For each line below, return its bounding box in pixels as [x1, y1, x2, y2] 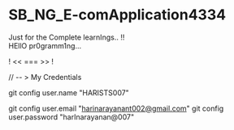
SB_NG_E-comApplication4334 [8, 6, 226, 24]
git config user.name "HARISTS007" [8, 87, 130, 98]
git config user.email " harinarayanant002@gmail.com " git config [8, 103, 224, 113]
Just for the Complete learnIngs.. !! [8, 32, 125, 42]
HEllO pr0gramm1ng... [8, 40, 82, 50]
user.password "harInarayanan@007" [8, 111, 135, 122]
